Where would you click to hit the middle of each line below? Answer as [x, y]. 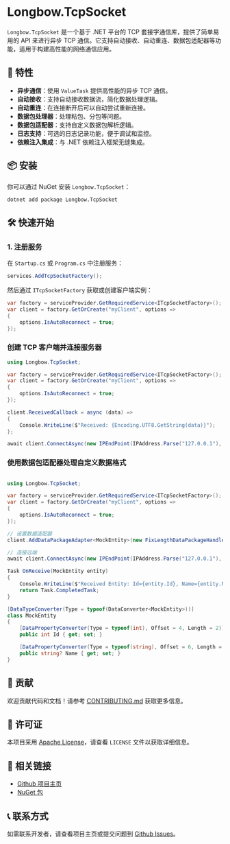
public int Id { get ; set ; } [61, 635]
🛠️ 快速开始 [31, 223]
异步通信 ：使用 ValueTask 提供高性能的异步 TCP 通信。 [94, 91]
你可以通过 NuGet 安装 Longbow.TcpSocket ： [69, 187]
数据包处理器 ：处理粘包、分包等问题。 [71, 116]
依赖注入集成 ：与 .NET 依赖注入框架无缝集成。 [82, 142]
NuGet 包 [30, 793]
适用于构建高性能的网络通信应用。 [67, 49]
